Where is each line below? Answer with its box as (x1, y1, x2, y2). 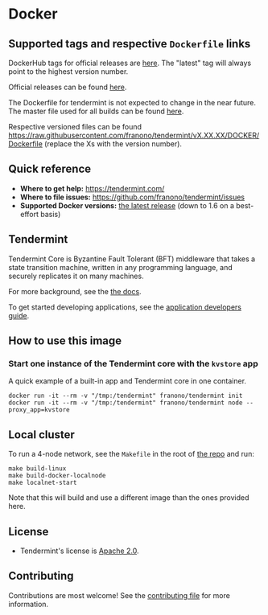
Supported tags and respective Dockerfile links (8, 37, 251, 51)
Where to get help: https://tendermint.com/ (19, 183, 165, 193)
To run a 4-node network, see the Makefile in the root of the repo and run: (8, 449, 255, 459)
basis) (39, 209, 61, 219)
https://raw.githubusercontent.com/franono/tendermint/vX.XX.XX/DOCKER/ (8, 130, 260, 140)
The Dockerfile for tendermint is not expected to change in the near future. (8, 98, 256, 107)
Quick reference (8, 162, 92, 176)
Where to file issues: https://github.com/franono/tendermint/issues (19, 192, 245, 202)
